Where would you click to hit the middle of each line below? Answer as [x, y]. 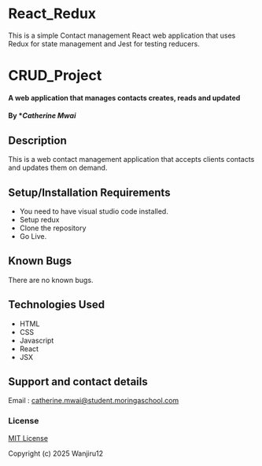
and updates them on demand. [58, 168]
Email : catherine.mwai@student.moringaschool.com [94, 401]
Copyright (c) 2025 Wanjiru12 [56, 453]
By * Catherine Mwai [42, 116]
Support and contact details [78, 382]
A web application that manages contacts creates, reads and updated [124, 97]
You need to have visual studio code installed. [94, 211]
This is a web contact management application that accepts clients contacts [131, 160]
